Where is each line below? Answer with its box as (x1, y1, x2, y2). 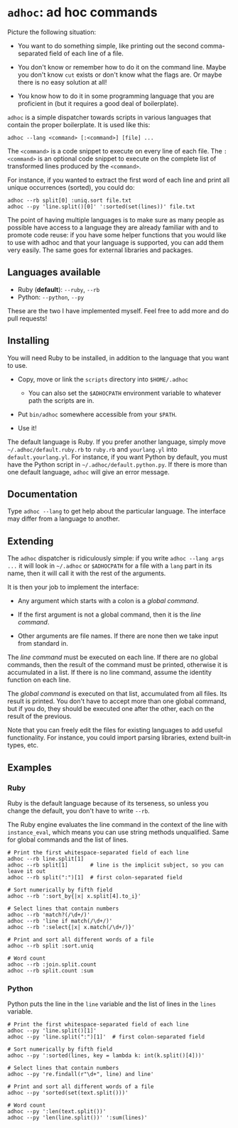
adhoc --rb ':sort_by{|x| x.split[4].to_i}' (7, 892, 141, 899)
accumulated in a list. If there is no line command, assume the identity (7, 668, 212, 677)
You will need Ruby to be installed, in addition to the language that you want (7, 353, 229, 362)
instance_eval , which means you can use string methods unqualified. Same (7, 828, 229, 836)
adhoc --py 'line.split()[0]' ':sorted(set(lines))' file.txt (7, 203, 195, 210)
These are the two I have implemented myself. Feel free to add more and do (7, 306, 229, 315)
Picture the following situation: (7, 28, 97, 36)
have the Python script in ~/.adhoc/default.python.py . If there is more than (7, 460, 227, 469)
